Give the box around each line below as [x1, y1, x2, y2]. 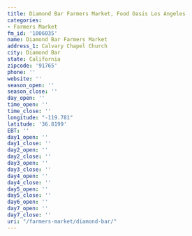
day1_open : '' [7, 133, 49, 140]
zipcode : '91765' [7, 62, 58, 69]
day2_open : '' [7, 147, 49, 154]
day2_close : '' [7, 153, 52, 161]
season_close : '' [7, 88, 58, 95]
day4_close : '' [7, 179, 52, 186]
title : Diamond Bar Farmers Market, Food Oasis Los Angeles [7, 10, 186, 17]
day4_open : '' [7, 172, 49, 179]
